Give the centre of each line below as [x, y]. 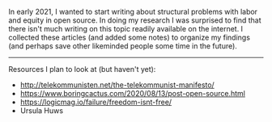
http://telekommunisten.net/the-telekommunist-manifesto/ [117, 85]
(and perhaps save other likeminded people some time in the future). [123, 46]
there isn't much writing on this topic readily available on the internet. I [126, 29]
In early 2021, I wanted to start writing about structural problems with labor [133, 12]
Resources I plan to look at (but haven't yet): [82, 69]
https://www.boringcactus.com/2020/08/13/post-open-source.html [132, 93]
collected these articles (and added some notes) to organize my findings [130, 37]
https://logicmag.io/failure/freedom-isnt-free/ [96, 102]
